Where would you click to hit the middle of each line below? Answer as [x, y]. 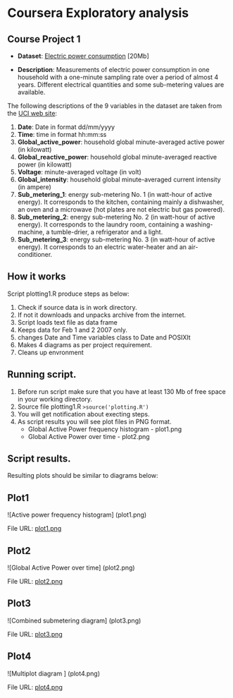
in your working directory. [55, 399]
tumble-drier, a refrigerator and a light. [107, 232]
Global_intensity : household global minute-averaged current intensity [119, 179]
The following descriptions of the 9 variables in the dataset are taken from [115, 106]
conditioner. [35, 254]
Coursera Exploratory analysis [98, 13]
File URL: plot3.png [35, 634]
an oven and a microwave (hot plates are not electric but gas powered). [121, 209]
